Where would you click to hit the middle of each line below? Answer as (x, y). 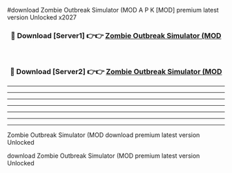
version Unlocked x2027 (42, 17)
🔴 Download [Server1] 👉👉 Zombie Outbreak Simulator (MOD (116, 35)
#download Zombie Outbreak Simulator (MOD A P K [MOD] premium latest (113, 10)
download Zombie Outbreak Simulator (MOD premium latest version (104, 156)
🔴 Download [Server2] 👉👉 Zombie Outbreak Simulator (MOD (116, 72)
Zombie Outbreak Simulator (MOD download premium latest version (104, 135)
